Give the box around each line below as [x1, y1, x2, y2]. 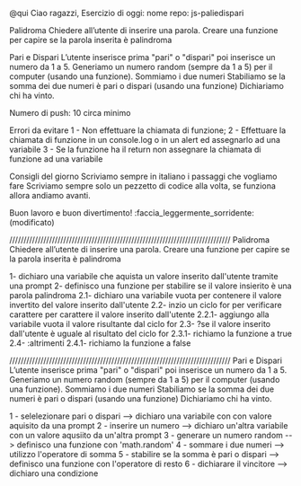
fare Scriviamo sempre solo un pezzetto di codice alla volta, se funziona [9, 181, 277, 191]
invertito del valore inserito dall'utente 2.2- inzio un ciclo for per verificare [9, 300, 282, 310]
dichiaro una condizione [9, 468, 99, 479]
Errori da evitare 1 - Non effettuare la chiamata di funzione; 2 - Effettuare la [9, 125, 287, 136]
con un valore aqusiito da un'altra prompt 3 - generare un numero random [9, 430, 283, 440]
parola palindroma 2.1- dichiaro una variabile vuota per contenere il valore [9, 290, 282, 300]
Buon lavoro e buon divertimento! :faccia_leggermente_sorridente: [9, 208, 254, 218]
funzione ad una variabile [9, 154, 103, 164]
